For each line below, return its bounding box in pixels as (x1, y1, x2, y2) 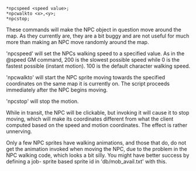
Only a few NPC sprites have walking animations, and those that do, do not (6, 139, 187, 146)
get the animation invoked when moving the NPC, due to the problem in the (6, 146, 187, 152)
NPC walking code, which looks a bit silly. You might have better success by (6, 152, 190, 159)
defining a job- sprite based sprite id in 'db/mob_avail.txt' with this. (6, 158, 167, 165)
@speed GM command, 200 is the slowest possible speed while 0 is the (6, 56, 180, 63)
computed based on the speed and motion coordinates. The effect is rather (6, 122, 188, 129)
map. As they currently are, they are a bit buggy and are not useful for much (6, 32, 190, 39)
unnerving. (6, 128, 32, 135)
